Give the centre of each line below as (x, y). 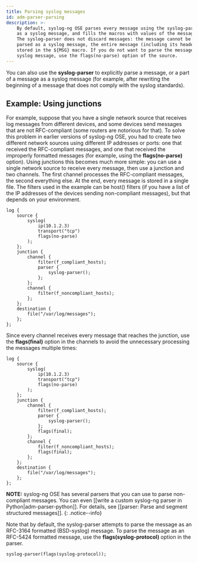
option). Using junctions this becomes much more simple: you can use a (94, 162)
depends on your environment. (44, 200)
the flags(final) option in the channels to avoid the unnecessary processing (98, 342)
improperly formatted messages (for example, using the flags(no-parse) (94, 156)
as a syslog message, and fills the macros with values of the (96, 34)
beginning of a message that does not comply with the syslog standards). (95, 85)
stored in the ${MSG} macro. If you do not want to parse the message (105, 50)
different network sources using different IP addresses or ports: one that (94, 143)
